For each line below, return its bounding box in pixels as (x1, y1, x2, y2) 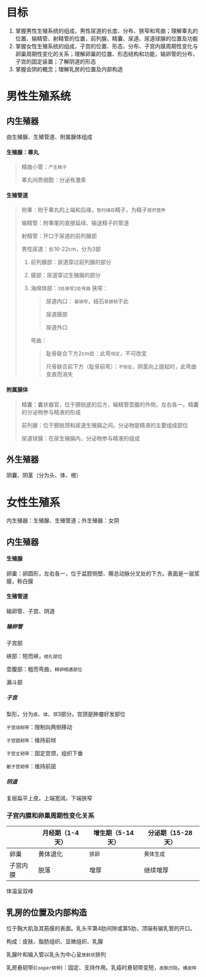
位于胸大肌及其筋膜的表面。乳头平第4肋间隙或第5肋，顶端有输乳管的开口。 (6, 925, 196, 932)
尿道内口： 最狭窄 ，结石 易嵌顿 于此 (45, 297, 129, 305)
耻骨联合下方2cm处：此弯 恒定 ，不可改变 (45, 350, 147, 357)
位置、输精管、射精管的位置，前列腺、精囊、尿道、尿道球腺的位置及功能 (15, 34, 198, 42)
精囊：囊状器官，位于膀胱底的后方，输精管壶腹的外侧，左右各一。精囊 (21, 401, 199, 408)
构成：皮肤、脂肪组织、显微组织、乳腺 (6, 938, 103, 945)
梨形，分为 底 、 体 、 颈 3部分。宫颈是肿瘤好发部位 (6, 710, 126, 718)
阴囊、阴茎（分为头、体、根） (6, 471, 82, 479)
